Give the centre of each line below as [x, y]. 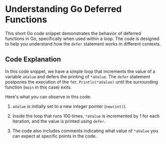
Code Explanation [33, 60]
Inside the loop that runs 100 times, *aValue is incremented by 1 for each [86, 116]
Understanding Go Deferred [64, 9]
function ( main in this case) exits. [38, 87]
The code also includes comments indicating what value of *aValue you [85, 131]
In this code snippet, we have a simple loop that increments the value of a [80, 71]
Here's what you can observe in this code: [48, 96]
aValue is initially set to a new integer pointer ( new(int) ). [69, 106]
